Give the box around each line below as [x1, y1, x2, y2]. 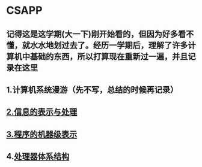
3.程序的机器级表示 [6, 129, 78, 139]
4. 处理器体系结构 [6, 151, 70, 162]
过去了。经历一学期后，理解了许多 [61, 40, 188, 50]
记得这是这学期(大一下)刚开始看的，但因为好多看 [6, 29, 186, 39]
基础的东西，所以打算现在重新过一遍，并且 [29, 51, 188, 62]
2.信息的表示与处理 [6, 107, 78, 117]
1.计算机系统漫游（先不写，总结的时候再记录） [6, 84, 179, 95]
